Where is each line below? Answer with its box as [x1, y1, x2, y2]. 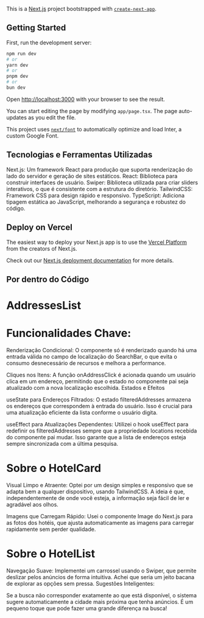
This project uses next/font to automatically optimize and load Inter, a [6, 125, 182, 133]
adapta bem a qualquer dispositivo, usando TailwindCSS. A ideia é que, [6, 488, 185, 495]
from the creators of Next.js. [6, 245, 77, 252]
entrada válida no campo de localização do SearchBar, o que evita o [6, 353, 178, 361]
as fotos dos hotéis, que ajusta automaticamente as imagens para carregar [6, 519, 194, 527]
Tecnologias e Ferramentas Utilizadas [6, 150, 153, 160]
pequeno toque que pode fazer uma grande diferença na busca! [6, 605, 167, 612]
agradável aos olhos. [6, 501, 59, 509]
